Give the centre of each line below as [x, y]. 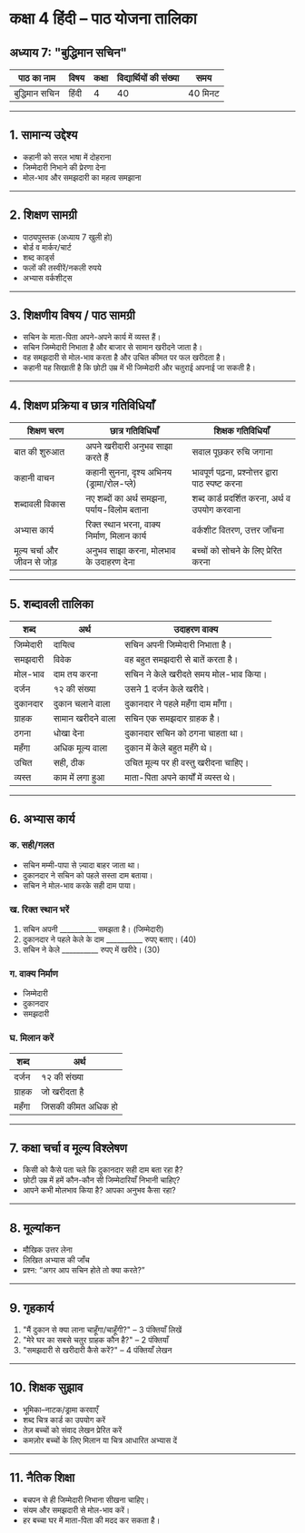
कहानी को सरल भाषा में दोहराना [67, 157]
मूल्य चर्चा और [36, 551]
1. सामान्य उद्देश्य [44, 135]
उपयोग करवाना [216, 510]
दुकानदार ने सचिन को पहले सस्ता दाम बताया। [88, 875]
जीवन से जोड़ [35, 562]
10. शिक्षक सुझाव [46, 1388]
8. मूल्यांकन [35, 1228]
